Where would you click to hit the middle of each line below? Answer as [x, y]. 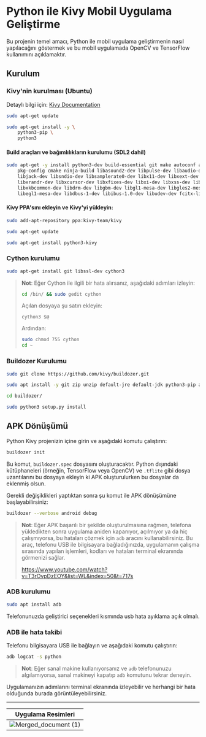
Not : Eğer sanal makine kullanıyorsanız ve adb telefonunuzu [96, 668]
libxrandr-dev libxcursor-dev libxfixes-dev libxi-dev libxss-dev [104, 182]
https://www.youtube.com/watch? [64, 569]
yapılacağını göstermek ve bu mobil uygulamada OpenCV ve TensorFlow [98, 48]
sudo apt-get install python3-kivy [52, 243]
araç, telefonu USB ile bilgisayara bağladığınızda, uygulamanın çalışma [110, 544]
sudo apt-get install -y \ [41, 127]
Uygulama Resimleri [45, 714]
